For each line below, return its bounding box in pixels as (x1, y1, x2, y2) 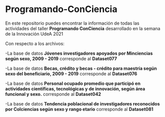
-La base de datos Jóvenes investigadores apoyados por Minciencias (5, 50, 153, 56)
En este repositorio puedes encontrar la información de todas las (5, 20, 140, 26)
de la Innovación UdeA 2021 (5, 31, 63, 37)
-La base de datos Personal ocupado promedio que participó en (5, 80, 141, 86)
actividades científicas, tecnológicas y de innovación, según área (5, 85, 145, 91)
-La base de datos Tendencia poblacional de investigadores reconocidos (5, 100, 160, 106)
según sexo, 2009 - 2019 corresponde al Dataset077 (5, 55, 117, 61)
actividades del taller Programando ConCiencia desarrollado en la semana (5, 25, 160, 31)
